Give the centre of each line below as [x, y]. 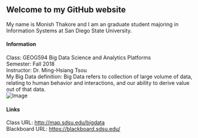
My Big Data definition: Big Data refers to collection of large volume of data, [99, 76]
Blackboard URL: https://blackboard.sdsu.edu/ [63, 129]
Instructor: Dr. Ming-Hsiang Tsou [47, 70]
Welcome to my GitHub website [66, 10]
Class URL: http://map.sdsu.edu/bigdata [56, 122]
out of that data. [26, 90]
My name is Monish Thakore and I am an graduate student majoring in [92, 24]
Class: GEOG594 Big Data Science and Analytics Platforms [79, 58]
